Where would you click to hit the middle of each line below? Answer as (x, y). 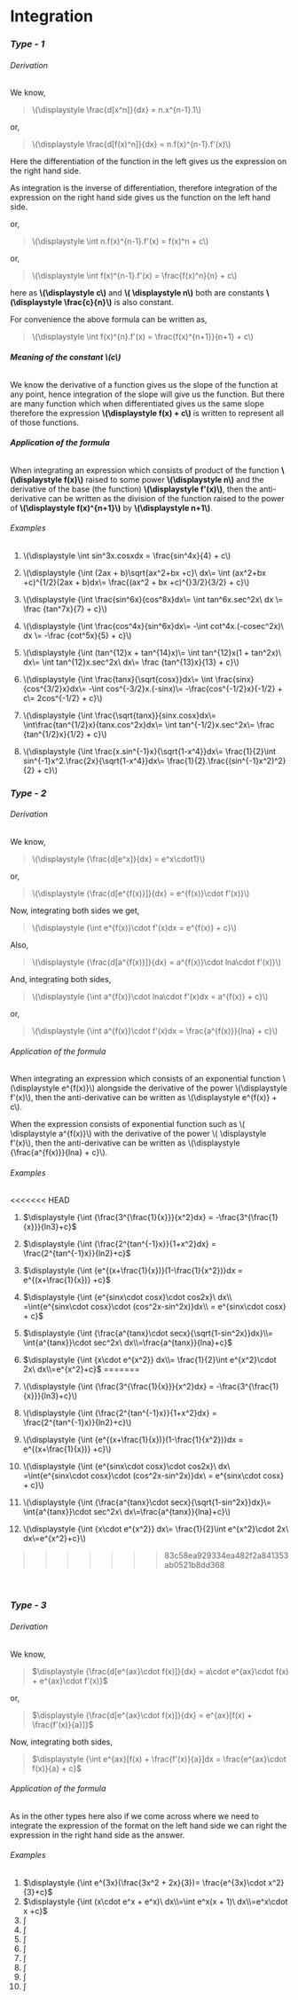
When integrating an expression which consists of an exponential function (145, 1079)
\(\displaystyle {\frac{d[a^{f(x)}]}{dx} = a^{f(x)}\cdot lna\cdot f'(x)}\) (157, 962)
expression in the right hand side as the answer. (98, 1835)
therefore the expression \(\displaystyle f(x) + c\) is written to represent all (147, 413)
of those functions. (45, 422)
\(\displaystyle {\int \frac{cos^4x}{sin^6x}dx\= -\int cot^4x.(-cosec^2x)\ (153, 626)
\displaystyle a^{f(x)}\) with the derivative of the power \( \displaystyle (138, 1134)
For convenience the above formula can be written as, (109, 319)
